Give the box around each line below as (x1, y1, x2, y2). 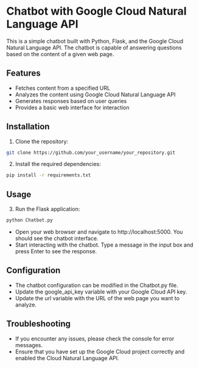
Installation (6, 121, 50, 132)
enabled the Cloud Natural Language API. (15, 354, 120, 361)
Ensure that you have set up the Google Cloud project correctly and (15, 348, 184, 355)
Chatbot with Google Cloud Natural (6, 4, 187, 18)
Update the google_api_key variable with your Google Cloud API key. (15, 288, 187, 295)
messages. (15, 341, 43, 348)
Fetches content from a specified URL (15, 84, 111, 92)
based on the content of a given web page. (6, 50, 114, 57)
